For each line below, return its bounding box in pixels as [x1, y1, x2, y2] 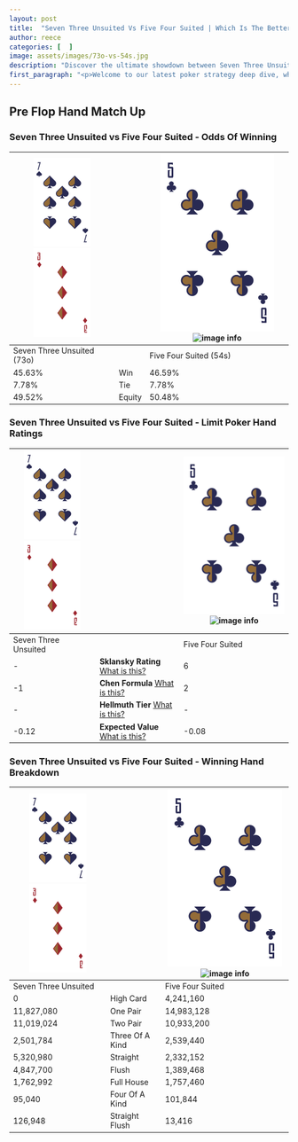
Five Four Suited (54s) [149, 350, 231, 361]
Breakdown [9, 767, 59, 779]
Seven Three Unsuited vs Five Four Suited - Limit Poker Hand [9, 417, 277, 429]
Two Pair [109, 1018, 142, 1029]
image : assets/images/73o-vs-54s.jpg [9, 51, 149, 61]
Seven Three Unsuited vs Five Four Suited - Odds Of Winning [9, 131, 278, 144]
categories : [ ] [9, 43, 74, 51]
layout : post [9, 14, 58, 23]
